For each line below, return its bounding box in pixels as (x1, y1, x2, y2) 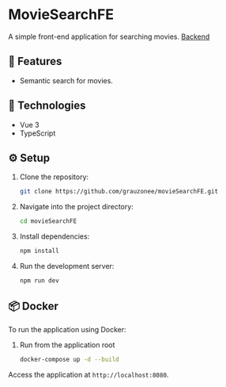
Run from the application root (19, 339, 115, 350)
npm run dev (19, 277, 59, 285)
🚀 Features (8, 55, 62, 68)
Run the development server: (19, 262, 115, 270)
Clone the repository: (19, 172, 89, 182)
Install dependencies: (19, 232, 90, 241)
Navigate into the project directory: (19, 202, 134, 212)
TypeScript (19, 128, 56, 138)
